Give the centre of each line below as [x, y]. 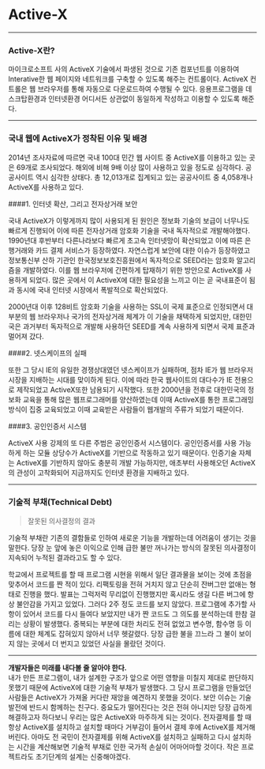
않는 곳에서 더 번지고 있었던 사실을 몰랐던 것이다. [91, 643]
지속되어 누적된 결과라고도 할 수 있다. [65, 557]
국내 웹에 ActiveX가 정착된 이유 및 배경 [78, 138]
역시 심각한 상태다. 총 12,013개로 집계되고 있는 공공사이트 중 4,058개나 [144, 177]
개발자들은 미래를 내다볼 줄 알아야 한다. [68, 667]
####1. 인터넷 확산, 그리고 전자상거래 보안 [73, 204]
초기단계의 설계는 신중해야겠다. [83, 756]
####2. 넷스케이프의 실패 [47, 352]
